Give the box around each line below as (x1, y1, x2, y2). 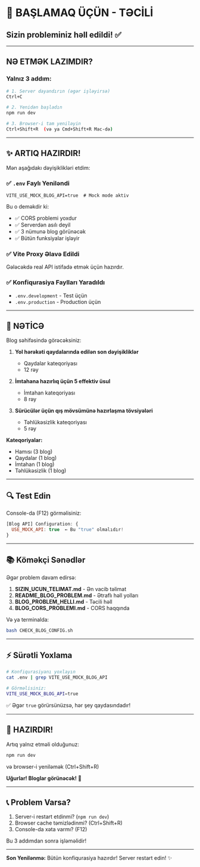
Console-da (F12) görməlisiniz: (6, 509, 82, 517)
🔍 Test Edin (6, 490, 51, 501)
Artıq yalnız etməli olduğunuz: (6, 741, 79, 748)
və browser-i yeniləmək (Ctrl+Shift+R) (6, 763, 99, 770)
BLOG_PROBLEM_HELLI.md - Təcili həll (14, 598, 112, 605)
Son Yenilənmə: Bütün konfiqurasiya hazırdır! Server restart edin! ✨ (6, 854, 173, 862)
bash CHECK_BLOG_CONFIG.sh (6, 627, 73, 633)
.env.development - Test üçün (14, 292, 87, 299)
